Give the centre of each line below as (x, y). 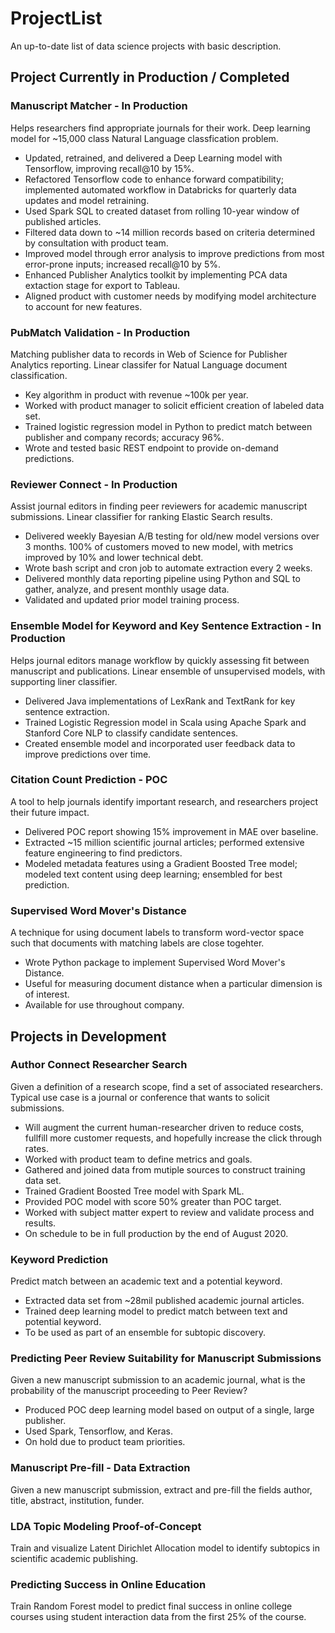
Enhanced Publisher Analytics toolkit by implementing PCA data (156, 274)
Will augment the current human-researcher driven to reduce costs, (164, 1127)
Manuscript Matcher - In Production (99, 106)
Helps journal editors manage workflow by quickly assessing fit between (160, 660)
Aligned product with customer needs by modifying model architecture (170, 296)
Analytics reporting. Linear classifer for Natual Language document (149, 364)
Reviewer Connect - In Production (94, 484)
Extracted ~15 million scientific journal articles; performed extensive (164, 842)
